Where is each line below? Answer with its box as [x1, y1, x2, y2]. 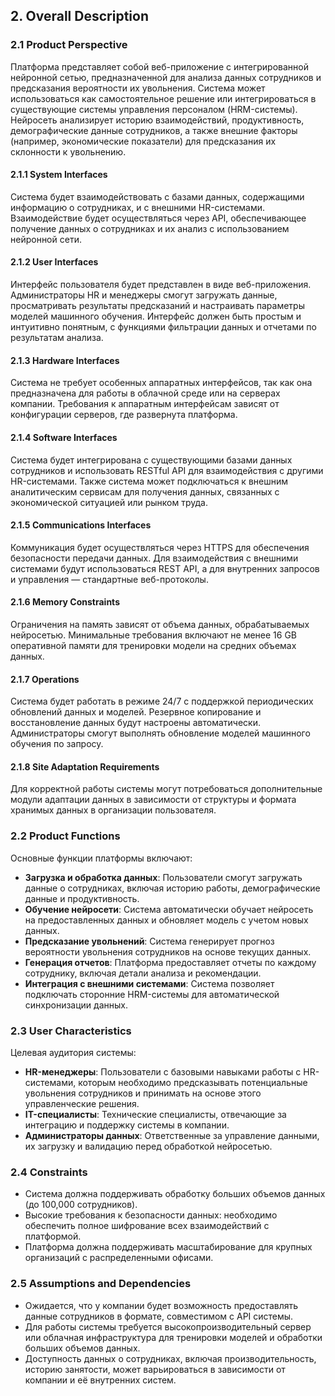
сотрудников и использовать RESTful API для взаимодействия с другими [10, 464, 324, 476]
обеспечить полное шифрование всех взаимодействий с [24, 1220, 270, 1232]
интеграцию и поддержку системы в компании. [24, 1119, 230, 1131]
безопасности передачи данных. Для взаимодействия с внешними [10, 552, 299, 564]
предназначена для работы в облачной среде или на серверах [10, 387, 281, 399]
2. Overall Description [10, 8, 149, 25]
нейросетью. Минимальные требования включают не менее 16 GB [10, 629, 298, 641]
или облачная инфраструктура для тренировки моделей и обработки [24, 1331, 323, 1343]
